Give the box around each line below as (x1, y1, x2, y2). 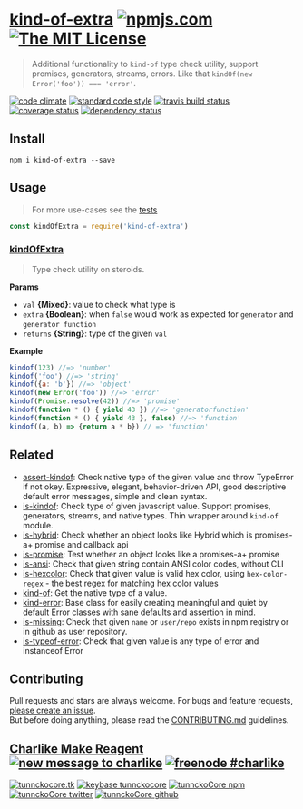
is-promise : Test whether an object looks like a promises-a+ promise (22, 548, 280, 559)
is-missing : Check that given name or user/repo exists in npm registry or (22, 616, 289, 626)
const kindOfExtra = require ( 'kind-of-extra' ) (9, 222, 189, 231)
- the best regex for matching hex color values (44, 577, 220, 588)
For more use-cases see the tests (31, 204, 158, 215)
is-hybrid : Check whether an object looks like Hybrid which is (22, 529, 253, 540)
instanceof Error (22, 645, 83, 656)
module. (22, 519, 54, 530)
